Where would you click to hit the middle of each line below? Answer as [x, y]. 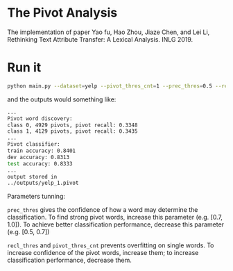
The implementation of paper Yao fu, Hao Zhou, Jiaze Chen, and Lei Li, [109, 32]
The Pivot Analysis [62, 13]
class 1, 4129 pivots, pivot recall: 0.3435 [72, 131]
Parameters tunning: [36, 197]
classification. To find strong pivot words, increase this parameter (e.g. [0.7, [115, 217]
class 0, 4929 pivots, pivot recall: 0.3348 [72, 125]
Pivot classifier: [34, 145]
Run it [24, 68]
